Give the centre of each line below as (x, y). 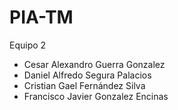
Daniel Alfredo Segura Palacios (87, 75)
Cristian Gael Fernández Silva (84, 85)
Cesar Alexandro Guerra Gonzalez (94, 64)
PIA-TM (41, 17)
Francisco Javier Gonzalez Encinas (96, 96)
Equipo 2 (28, 45)
